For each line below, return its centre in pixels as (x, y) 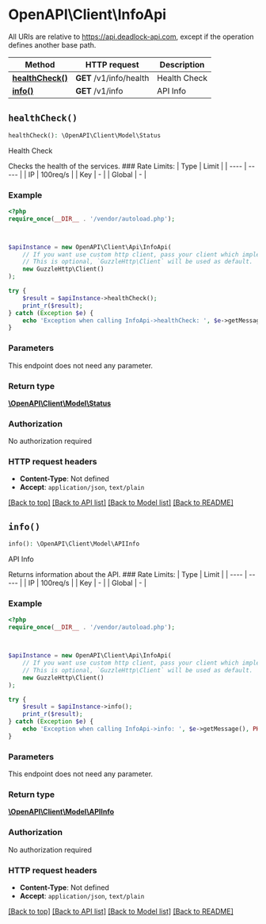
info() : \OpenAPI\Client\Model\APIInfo (74, 544)
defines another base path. (52, 44)
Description (182, 64)
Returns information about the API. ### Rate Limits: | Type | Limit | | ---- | (128, 575)
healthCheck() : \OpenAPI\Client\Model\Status (84, 135)
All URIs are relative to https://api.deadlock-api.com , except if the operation (131, 37)
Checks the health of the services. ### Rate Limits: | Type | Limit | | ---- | (127, 166)
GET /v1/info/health (112, 78)
